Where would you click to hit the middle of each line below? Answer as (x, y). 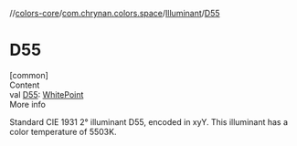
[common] (29, 75)
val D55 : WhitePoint (47, 94)
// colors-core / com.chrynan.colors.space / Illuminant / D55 (115, 13)
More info (28, 104)
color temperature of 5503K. (63, 131)
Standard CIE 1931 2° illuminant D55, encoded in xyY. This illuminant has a (149, 121)
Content (25, 85)
